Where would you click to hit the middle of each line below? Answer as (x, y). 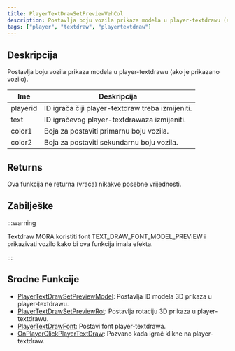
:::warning (22, 223)
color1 (22, 131)
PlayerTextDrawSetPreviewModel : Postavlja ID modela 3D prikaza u (114, 296)
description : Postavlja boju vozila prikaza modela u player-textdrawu (114, 20)
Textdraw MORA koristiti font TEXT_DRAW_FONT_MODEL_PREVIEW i (107, 236)
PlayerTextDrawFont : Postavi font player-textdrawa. (92, 326)
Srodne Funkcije (43, 279)
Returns (25, 167)
